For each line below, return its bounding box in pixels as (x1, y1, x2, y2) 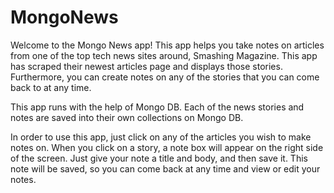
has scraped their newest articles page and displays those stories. (10, 60, 283, 72)
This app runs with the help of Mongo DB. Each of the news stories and (10, 101, 305, 113)
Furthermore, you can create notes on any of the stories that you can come (10, 71, 320, 83)
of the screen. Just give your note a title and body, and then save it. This (10, 152, 308, 164)
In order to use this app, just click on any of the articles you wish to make (10, 131, 312, 143)
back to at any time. (10, 81, 92, 93)
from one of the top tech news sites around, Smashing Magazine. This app (10, 49, 318, 61)
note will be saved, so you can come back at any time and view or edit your (10, 162, 321, 175)
